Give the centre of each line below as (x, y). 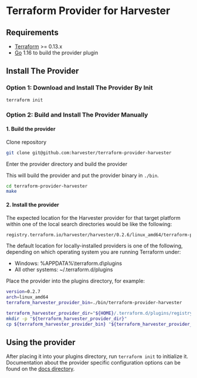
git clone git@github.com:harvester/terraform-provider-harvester (89, 153)
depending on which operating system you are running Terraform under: (94, 252)
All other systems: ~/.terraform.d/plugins (64, 270)
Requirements (32, 33)
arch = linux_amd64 (27, 297)
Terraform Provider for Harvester (88, 11)
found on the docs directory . (40, 369)
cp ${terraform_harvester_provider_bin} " (59, 324)
